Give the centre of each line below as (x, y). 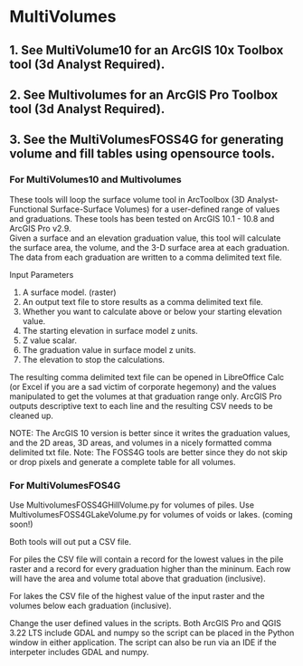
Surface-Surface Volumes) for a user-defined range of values (165, 209)
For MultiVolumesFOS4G (65, 485)
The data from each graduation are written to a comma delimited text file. (146, 257)
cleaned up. (32, 415)
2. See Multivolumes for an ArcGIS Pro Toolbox (144, 95)
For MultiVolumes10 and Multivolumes (96, 180)
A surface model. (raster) (69, 292)
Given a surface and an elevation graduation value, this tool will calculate (145, 238)
